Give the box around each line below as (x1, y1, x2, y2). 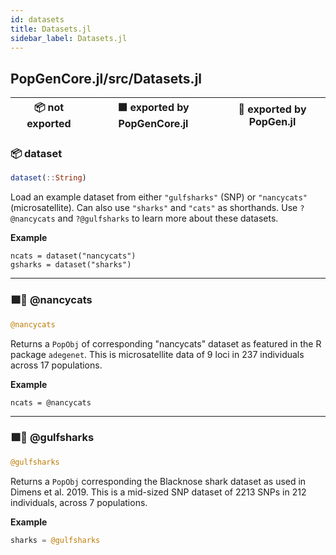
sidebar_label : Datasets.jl (10, 33, 128, 43)
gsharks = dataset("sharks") (10, 260, 132, 270)
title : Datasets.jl (10, 24, 92, 34)
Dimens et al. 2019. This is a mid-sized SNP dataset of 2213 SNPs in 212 (10, 486, 307, 498)
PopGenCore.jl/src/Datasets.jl (10, 70, 203, 87)
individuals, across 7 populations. (10, 496, 148, 508)
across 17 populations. (10, 359, 103, 371)
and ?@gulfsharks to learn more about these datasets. (57, 212, 279, 225)
